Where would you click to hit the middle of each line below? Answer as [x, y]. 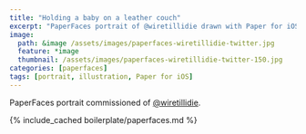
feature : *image [48, 52]
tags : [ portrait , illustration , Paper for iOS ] [102, 77]
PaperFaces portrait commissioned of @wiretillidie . [105, 102]
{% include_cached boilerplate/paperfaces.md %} [103, 120]
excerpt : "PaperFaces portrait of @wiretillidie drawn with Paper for [146, 26]
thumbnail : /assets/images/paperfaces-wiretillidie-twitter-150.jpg [150, 60]
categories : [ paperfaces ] [58, 69]
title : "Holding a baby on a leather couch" [95, 18]
